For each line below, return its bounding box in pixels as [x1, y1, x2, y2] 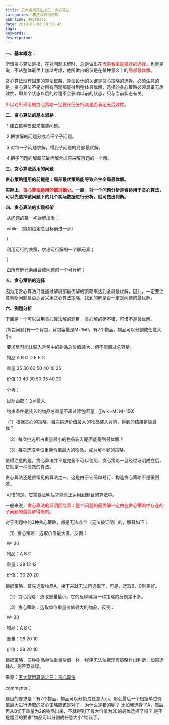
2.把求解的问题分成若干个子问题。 [6, 133, 77, 139]
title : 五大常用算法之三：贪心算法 [5, 7, 70, 13]
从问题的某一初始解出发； [6, 215, 59, 221]
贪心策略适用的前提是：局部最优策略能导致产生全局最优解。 [5, 176, 129, 182]
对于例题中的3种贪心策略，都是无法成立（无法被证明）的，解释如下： [5, 519, 149, 525]
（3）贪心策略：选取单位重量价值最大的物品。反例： [6, 604, 115, 610]
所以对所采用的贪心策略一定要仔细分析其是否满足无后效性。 [5, 101, 129, 107]
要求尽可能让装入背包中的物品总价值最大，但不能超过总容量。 [6, 344, 134, 350]
